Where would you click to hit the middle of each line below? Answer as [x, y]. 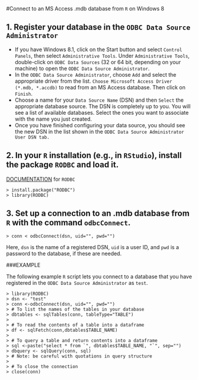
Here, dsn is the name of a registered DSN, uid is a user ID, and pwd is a [93, 247]
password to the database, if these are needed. [64, 254]
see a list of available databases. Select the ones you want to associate [102, 112]
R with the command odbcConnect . [68, 223]
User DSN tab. [32, 137]
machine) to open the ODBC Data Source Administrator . [82, 68]
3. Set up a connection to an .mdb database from [98, 213]
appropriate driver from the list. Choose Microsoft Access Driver [93, 81]
